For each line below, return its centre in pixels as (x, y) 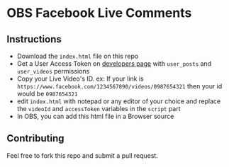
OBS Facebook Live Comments (99, 13)
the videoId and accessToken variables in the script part (99, 109)
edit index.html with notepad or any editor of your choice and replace (119, 101)
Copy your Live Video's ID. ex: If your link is (80, 79)
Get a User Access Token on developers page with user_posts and (114, 64)
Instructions (34, 39)
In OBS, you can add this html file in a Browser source (95, 116)
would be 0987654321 (47, 94)
